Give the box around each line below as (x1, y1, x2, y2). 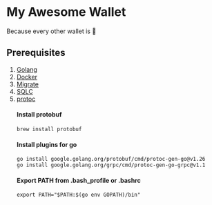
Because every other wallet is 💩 (6, 27, 97, 35)
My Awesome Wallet (6, 4, 126, 20)
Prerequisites (6, 47, 66, 59)
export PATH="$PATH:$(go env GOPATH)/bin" (16, 191, 141, 199)
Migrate (16, 80, 39, 88)
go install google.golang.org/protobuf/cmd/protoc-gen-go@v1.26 (16, 156, 206, 163)
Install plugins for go (16, 140, 77, 148)
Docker (16, 72, 38, 81)
